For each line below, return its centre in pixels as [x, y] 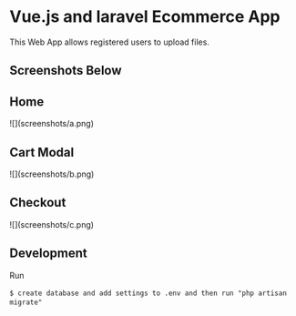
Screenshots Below [66, 71]
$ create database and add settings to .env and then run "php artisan [148, 293]
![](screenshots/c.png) [51, 224]
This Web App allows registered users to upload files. [109, 42]
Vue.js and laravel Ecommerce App [145, 17]
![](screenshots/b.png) [52, 174]
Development [49, 254]
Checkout [38, 203]
